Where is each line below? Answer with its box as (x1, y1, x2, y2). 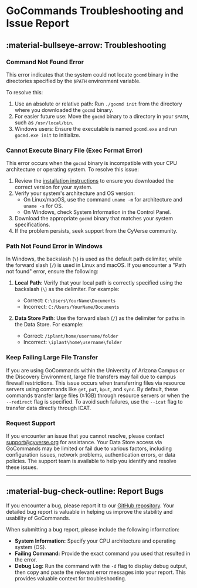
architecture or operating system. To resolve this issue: (6, 166, 139, 173)
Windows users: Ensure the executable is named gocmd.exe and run (14, 125, 178, 132)
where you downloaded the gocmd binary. (14, 106, 114, 113)
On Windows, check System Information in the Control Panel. (23, 209, 171, 216)
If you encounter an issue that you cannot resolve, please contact (6, 432, 165, 440)
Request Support (6, 419, 56, 427)
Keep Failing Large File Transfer (6, 354, 98, 362)
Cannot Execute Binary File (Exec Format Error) (6, 146, 143, 154)
